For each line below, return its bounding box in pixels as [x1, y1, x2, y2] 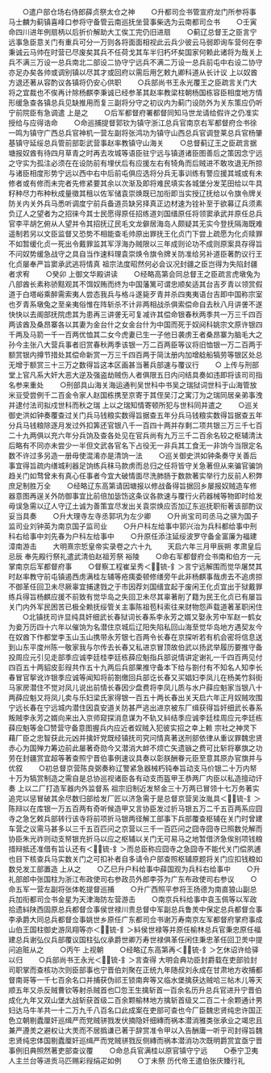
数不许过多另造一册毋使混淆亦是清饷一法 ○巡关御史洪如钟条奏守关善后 [8, 451, 257, 460]
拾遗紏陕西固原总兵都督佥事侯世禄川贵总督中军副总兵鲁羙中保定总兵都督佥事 [8, 904, 263, 914]
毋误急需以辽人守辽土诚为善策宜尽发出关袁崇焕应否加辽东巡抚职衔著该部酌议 [8, 501, 263, 511]
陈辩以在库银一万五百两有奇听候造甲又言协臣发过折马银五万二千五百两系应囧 [8, 804, 263, 813]
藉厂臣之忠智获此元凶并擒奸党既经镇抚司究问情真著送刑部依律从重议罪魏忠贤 [8, 733, 263, 742]
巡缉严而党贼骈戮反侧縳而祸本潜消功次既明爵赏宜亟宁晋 [78, 1036, 263, 1045]
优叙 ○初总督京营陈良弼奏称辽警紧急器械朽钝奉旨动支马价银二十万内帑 [8, 763, 257, 773]
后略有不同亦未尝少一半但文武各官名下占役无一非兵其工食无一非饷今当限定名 [8, 440, 263, 450]
